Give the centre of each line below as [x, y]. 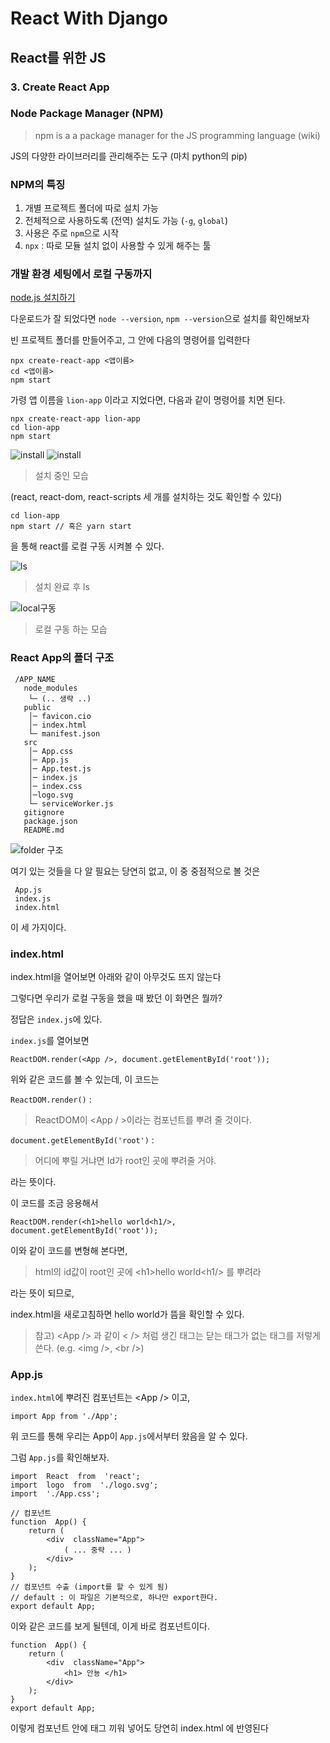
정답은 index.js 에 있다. [56, 1019]
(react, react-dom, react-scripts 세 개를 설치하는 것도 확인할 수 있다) [146, 497]
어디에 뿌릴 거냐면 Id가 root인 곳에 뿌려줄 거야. [125, 1160]
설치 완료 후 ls [62, 587]
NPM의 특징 [38, 184]
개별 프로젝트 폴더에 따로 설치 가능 [91, 208]
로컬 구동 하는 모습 [71, 629]
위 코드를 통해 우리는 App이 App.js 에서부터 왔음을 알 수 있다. [129, 1436]
